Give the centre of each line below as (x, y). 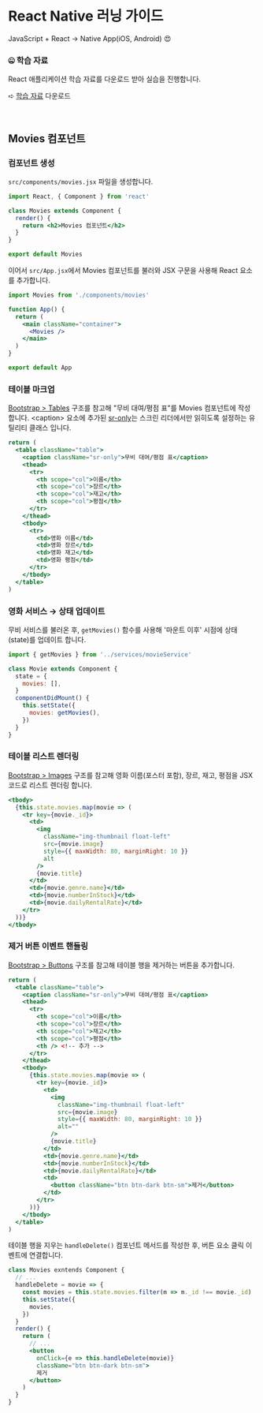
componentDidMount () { (52, 698)
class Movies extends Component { (65, 211)
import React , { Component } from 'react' (79, 196)
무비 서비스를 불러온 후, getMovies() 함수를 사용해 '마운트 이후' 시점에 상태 (123, 630)
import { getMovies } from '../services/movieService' (100, 654)
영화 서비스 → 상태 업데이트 (57, 611)
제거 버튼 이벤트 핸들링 (48, 946)
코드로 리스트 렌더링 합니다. (50, 785)
